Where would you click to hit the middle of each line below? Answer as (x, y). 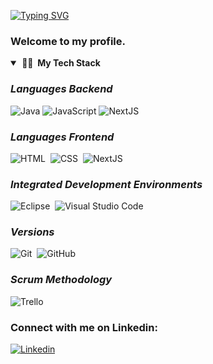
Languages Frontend (62, 137)
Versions (32, 232)
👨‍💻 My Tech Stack (61, 63)
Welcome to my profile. (68, 41)
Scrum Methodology (61, 280)
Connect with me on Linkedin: (84, 327)
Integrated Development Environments (106, 184)
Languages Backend (61, 89)
